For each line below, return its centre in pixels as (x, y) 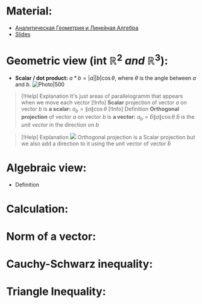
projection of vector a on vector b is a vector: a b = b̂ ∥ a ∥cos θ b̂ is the (108, 118)
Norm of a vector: (51, 237)
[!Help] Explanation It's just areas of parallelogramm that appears (102, 96)
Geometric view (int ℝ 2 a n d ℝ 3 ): (87, 60)
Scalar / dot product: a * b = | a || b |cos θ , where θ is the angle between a (106, 78)
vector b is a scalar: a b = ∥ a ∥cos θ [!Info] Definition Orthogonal (100, 110)
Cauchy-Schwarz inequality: (80, 264)
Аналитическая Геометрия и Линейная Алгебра (77, 28)
